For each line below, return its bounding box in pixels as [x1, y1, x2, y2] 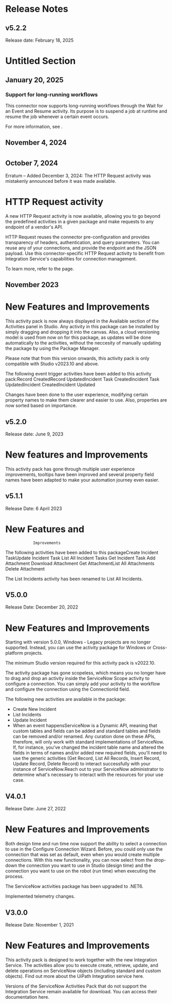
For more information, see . [5, 123, 63, 129]
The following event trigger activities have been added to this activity [5, 371, 151, 377]
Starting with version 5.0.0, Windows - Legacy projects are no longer [5, 639, 151, 645]
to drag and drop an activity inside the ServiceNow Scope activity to [5, 675, 150, 681]
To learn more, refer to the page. [5, 266, 74, 272]
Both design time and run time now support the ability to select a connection [5, 841, 167, 847]
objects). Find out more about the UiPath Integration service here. [5, 973, 144, 979]
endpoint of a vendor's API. [5, 224, 63, 230]
